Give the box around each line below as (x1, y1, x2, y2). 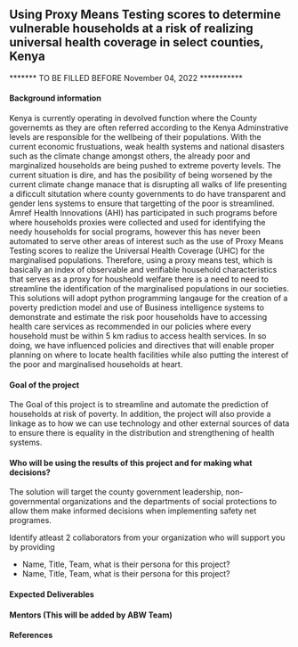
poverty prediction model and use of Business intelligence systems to (9, 302, 265, 313)
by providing (9, 542, 55, 553)
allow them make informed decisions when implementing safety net (9, 505, 257, 516)
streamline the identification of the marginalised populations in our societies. (9, 283, 290, 294)
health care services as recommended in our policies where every (9, 321, 252, 332)
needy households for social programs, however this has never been (9, 226, 261, 237)
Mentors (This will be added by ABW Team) (9, 610, 173, 620)
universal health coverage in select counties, (9, 35, 264, 50)
